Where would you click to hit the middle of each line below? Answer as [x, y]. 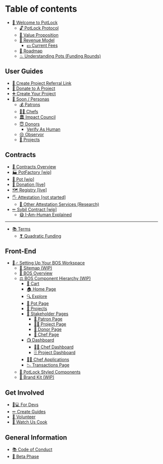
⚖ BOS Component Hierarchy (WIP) [55, 279]
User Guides [24, 71]
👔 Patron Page [48, 319]
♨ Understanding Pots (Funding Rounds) [60, 56]
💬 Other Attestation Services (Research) [59, 204]
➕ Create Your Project [34, 93]
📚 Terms [21, 229]
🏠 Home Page [41, 289]
